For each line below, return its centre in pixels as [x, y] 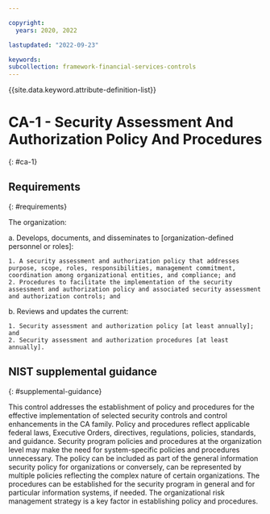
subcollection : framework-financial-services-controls [102, 67]
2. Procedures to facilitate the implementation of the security [120, 282]
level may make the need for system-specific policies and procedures [124, 450]
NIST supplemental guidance [83, 372]
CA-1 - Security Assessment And [121, 122]
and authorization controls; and [64, 296]
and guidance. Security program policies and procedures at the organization [135, 441]
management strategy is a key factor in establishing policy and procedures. [133, 501]
